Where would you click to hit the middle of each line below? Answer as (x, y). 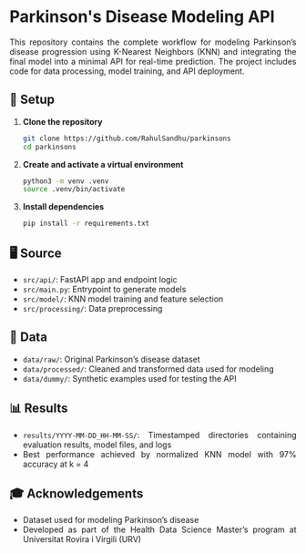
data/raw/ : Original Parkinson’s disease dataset (111, 359)
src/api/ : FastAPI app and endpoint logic (100, 279)
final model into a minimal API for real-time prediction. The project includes (153, 61)
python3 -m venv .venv (66, 181)
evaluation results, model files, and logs (97, 445)
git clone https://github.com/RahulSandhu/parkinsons (127, 138)
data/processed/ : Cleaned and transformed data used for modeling (148, 369)
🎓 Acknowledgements (76, 493)
